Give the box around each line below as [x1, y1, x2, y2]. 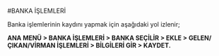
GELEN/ [188, 34, 212, 42]
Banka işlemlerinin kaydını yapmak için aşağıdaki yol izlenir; [7, 20, 180, 28]
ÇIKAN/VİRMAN [7, 41, 56, 49]
